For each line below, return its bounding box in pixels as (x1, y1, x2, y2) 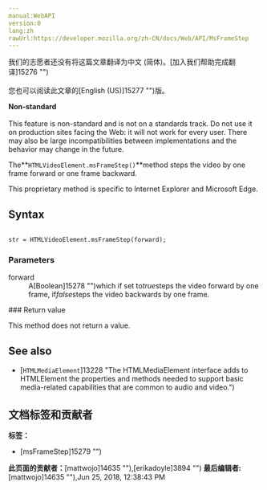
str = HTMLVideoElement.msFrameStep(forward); (8, 236, 167, 244)
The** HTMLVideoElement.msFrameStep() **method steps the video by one (8, 160, 246, 169)
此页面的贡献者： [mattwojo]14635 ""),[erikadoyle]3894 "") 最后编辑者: (8, 463, 242, 472)
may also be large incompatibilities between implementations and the (8, 136, 237, 145)
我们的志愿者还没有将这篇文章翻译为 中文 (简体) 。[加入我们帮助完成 (8, 57, 229, 67)
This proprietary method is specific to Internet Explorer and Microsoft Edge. (8, 184, 258, 194)
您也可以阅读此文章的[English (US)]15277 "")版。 (8, 86, 170, 96)
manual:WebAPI (8, 11, 56, 20)
